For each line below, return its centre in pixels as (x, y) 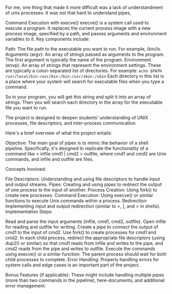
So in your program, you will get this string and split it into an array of (78, 97)
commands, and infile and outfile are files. (49, 159)
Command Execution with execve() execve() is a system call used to (77, 23)
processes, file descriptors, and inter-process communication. (71, 123)
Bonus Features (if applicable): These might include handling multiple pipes (85, 275)
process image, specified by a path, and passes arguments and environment (86, 33)
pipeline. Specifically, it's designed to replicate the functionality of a (77, 148)
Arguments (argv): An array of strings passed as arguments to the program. (85, 54)
